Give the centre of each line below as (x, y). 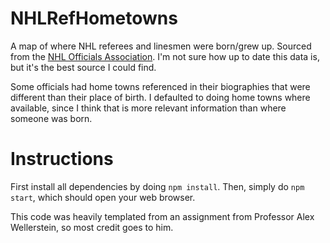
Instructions (62, 159)
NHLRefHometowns (94, 18)
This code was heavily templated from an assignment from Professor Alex (162, 216)
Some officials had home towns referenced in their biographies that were (160, 86)
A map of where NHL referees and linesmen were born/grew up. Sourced (161, 46)
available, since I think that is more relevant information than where (148, 108)
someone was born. (51, 118)
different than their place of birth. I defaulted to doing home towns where (160, 97)
